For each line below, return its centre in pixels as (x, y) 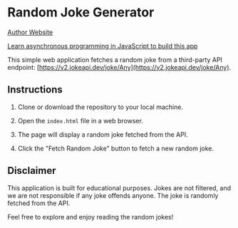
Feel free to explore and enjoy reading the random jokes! (90, 217)
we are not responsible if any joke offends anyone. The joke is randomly (113, 195)
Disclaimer (32, 171)
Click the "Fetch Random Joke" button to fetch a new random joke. (115, 148)
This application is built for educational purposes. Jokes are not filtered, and (119, 188)
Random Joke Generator (81, 12)
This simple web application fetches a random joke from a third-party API (115, 59)
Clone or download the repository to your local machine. (100, 107)
